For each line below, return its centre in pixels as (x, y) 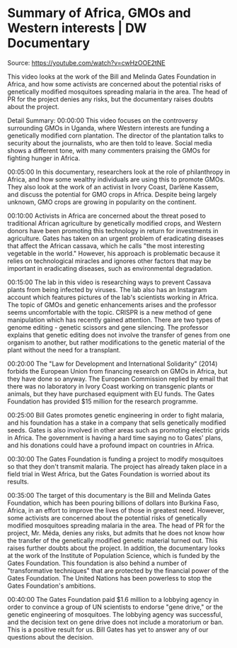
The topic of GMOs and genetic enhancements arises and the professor (112, 305)
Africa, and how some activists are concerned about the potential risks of (114, 84)
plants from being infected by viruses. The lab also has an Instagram (107, 289)
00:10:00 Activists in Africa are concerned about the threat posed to (107, 216)
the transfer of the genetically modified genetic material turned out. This (112, 540)
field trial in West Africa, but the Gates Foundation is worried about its (109, 474)
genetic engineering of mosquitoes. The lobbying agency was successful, (115, 614)
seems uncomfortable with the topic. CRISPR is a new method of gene (110, 312)
